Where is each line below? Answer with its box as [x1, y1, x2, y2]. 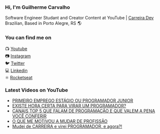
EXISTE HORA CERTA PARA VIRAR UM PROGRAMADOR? [12, 102, 126, 108]
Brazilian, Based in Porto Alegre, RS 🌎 [5, 20, 82, 26]
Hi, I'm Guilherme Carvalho [5, 4, 71, 11]
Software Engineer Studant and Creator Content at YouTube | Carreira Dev [5, 15, 154, 21]
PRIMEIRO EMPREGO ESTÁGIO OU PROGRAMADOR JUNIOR [12, 98, 134, 103]
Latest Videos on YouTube [5, 86, 68, 93]
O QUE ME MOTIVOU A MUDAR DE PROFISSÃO [12, 118, 108, 124]
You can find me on [5, 34, 52, 41]
